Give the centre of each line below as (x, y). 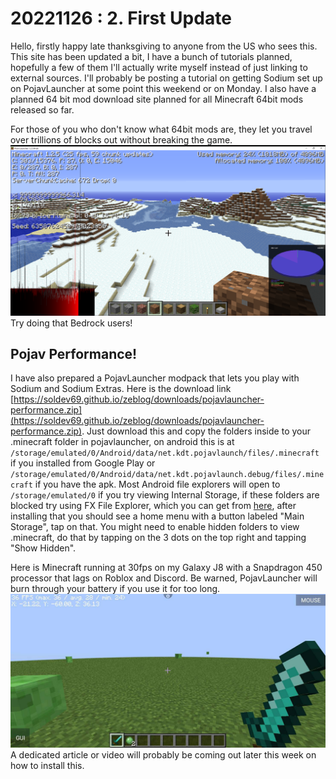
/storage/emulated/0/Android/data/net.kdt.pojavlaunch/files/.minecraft (165, 453)
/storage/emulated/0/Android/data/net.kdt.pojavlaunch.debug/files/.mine (167, 475)
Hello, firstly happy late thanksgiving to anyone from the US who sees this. (164, 46)
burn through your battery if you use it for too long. (115, 589)
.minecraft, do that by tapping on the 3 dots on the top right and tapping (158, 538)
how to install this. (47, 765)
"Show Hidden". (43, 548)
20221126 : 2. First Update (121, 18)
